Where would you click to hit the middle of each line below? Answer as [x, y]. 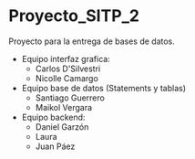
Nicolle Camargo [67, 78]
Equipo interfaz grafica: [66, 58]
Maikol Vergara [64, 107]
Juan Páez [55, 146]
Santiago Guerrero [70, 98]
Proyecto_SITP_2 [74, 16]
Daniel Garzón [62, 127]
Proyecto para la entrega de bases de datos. [92, 41]
